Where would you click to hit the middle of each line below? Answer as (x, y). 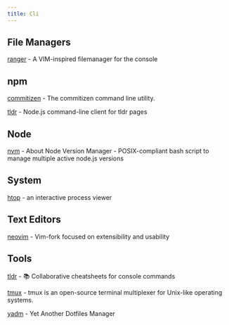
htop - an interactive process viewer (60, 197)
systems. (20, 300)
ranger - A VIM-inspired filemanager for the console (83, 59)
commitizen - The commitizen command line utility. (81, 98)
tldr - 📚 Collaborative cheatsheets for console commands (91, 276)
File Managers (39, 43)
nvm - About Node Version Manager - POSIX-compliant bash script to (108, 151)
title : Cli (23, 14)
